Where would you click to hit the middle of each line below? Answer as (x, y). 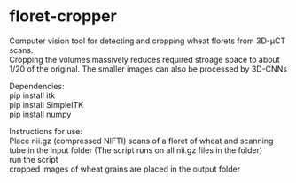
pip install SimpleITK (47, 104)
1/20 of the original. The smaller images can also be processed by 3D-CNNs (148, 69)
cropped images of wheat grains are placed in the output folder (125, 169)
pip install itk (32, 95)
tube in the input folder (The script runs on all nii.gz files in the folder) (136, 150)
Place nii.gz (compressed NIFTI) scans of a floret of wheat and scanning (141, 141)
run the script (34, 159)
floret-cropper (63, 16)
